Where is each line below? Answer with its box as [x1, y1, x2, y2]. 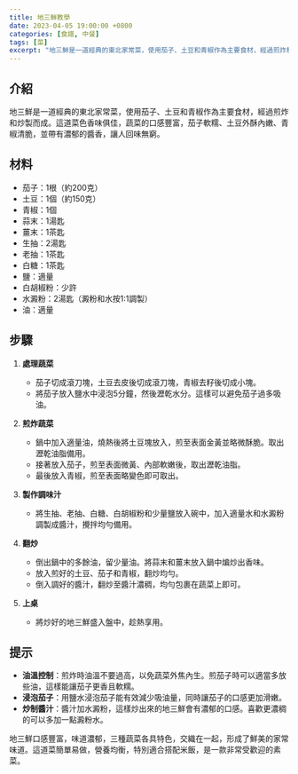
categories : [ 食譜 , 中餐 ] [9, 29, 100, 38]
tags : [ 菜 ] [9, 37, 49, 47]
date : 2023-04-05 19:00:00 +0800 [9, 21, 133, 30]
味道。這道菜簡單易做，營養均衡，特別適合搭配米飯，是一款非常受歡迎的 [9, 745, 273, 755]
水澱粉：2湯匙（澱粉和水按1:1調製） [21, 293, 153, 304]
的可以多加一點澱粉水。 [21, 715, 108, 725]
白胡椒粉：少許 [21, 281, 77, 293]
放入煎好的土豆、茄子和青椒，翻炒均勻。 [35, 567, 184, 578]
